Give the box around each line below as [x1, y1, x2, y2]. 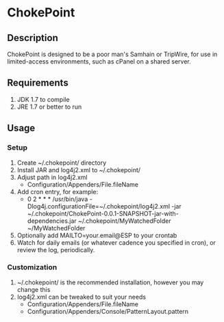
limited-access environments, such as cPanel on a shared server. [7, 57, 191, 66]
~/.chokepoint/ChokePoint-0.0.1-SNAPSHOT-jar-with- [27, 209, 179, 217]
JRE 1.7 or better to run [16, 103, 82, 111]
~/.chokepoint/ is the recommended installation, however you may [16, 278, 204, 286]
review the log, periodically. [16, 245, 95, 254]
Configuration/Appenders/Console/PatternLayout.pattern [27, 307, 189, 315]
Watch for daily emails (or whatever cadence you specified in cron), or [16, 238, 216, 247]
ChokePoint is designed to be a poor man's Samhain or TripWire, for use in [7, 50, 218, 58]
